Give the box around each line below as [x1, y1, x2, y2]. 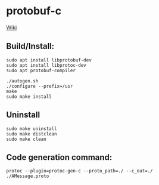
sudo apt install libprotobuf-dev [6, 57, 92, 63]
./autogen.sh [6, 78, 39, 84]
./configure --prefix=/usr [6, 83, 73, 89]
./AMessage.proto [6, 173, 49, 180]
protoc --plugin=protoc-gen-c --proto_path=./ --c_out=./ [6, 168, 153, 174]
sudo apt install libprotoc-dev [6, 62, 86, 68]
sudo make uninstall [6, 125, 58, 132]
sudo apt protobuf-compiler [6, 67, 76, 73]
